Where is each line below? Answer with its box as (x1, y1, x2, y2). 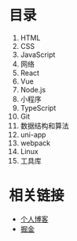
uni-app (20, 130, 46, 139)
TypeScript (20, 103, 57, 112)
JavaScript (20, 50, 56, 59)
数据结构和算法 (20, 121, 69, 130)
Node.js (20, 85, 46, 94)
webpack (20, 138, 50, 148)
